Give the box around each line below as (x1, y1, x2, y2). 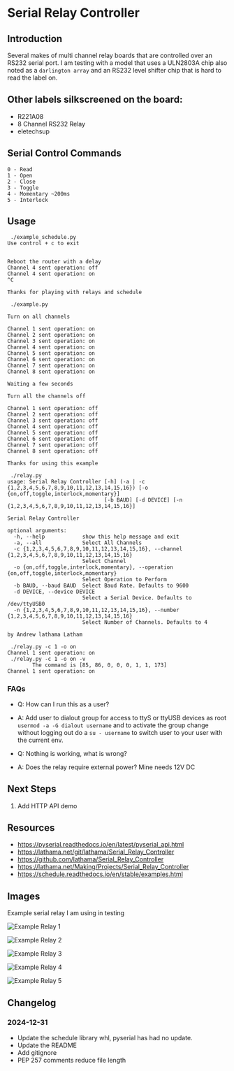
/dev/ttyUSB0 (7, 601, 45, 608)
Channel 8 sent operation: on (7, 368, 96, 375)
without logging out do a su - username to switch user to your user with (17, 728, 223, 736)
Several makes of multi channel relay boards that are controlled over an (7, 51, 213, 59)
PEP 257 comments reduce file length (17, 1056, 126, 1064)
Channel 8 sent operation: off (7, 448, 98, 455)
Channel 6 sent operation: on (7, 356, 96, 363)
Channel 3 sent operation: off (7, 417, 98, 424)
